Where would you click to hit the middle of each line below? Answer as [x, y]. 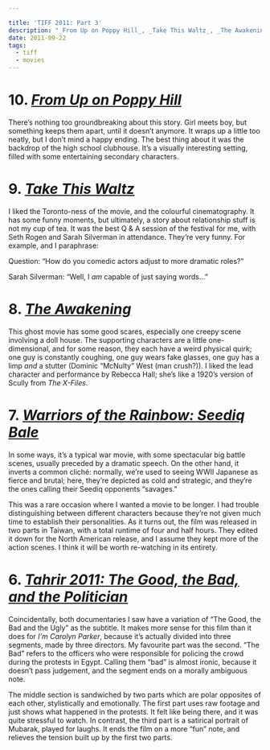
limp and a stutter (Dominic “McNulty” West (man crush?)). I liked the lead [131, 365]
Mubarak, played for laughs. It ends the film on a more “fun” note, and [124, 728]
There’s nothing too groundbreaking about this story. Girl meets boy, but [128, 122]
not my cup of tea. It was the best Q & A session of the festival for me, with [132, 228]
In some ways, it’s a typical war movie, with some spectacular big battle [127, 455]
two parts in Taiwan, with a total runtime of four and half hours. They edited [133, 530]
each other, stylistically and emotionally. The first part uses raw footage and [134, 703]
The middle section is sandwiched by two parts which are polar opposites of [135, 694]
